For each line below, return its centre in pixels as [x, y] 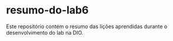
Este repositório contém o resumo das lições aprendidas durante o [87, 26]
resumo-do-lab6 [47, 10]
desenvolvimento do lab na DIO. [45, 32]
